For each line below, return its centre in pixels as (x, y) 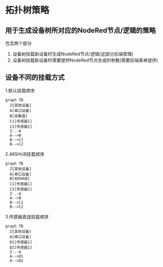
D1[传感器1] (21, 242)
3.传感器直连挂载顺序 (27, 216)
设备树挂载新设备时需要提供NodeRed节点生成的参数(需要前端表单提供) (85, 60)
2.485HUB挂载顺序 (25, 154)
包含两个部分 (18, 43)
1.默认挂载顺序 (20, 90)
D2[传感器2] (21, 247)
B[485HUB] (20, 178)
